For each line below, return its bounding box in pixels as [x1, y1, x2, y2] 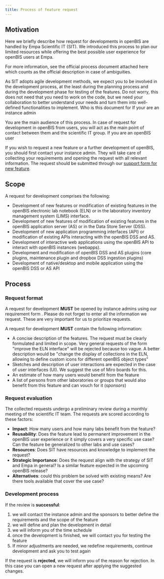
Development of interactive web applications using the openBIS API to [12, 239, 154, 245]
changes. [5, 568, 24, 574]
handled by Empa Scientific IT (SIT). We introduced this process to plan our [5, 44, 158, 50]
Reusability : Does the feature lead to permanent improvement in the [12, 431, 151, 437]
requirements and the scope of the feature [12, 516, 98, 522]
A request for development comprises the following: [5, 193, 110, 199]
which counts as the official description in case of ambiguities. [5, 69, 132, 75]
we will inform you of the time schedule [12, 527, 92, 533]
